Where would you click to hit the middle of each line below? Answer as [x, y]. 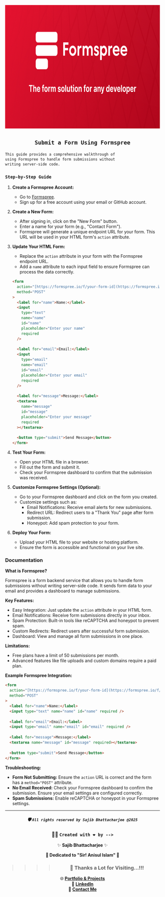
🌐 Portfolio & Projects [82, 879]
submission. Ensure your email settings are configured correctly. [77, 793]
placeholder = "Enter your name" [53, 328]
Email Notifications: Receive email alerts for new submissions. [89, 507]
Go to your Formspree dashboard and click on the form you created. [89, 497]
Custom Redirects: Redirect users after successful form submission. [81, 631]
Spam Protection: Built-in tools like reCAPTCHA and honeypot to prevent [85, 621]
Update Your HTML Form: [39, 247]
